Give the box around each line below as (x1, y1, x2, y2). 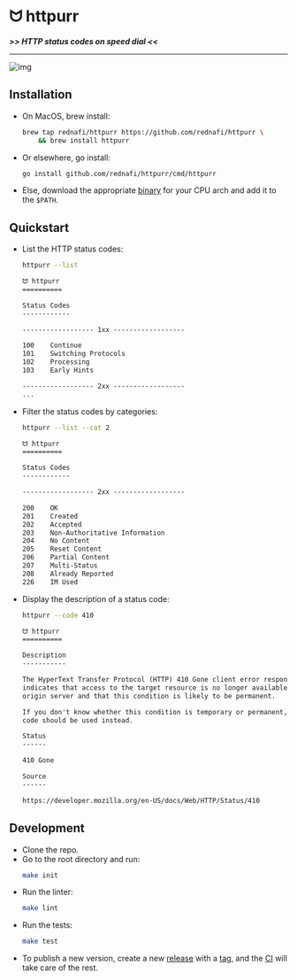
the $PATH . (21, 195, 59, 205)
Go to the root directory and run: (21, 853, 141, 864)
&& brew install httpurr (38, 135, 130, 145)
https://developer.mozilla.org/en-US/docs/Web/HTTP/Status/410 (21, 796, 261, 805)
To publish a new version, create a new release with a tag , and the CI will (21, 953, 287, 964)
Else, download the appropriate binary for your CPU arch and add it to (21, 185, 277, 196)
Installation (9, 87, 72, 103)
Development (9, 821, 86, 836)
